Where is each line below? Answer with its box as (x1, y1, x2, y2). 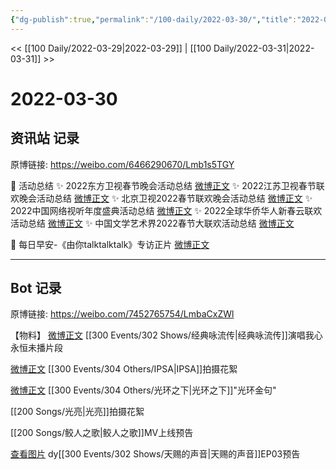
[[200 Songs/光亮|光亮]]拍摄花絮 (10, 406, 145, 418)
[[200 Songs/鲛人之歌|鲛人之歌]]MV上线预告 (10, 427, 194, 439)
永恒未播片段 (10, 342, 63, 354)
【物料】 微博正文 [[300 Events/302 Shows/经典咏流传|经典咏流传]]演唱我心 (10, 329, 323, 341)
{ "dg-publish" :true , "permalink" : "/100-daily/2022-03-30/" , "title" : (10, 14, 298, 25)
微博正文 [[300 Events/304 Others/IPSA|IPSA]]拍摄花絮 (10, 363, 238, 375)
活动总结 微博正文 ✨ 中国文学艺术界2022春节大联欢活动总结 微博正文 (10, 217, 295, 229)
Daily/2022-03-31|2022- (213, 42, 315, 54)
